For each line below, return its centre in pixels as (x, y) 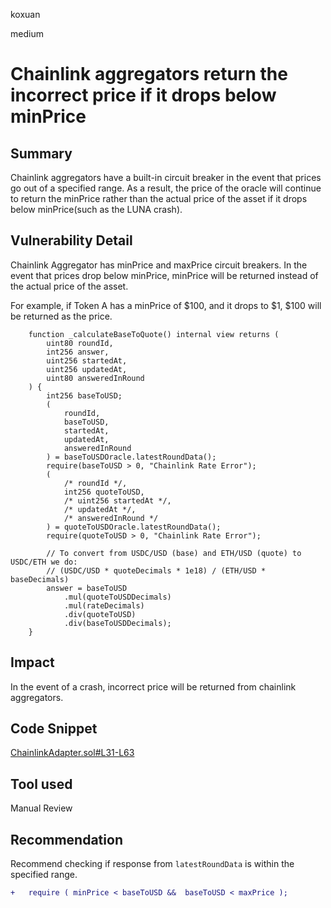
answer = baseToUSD (87, 588)
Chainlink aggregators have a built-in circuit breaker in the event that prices (166, 177)
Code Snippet (54, 729)
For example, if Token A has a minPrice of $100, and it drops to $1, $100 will (166, 305)
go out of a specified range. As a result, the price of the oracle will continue (166, 188)
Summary (41, 153)
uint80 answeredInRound (95, 378)
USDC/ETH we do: (44, 562)
